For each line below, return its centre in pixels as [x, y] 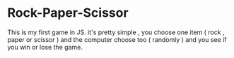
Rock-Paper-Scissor [68, 13]
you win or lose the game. [45, 47]
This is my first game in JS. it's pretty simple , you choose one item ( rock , [116, 32]
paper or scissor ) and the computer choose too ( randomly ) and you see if [117, 39]
